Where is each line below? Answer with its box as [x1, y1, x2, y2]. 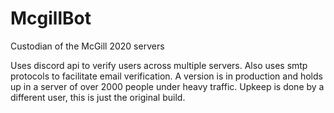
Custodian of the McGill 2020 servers [10, 40, 165, 52]
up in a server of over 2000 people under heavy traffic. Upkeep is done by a [10, 80, 325, 92]
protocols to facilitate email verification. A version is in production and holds [10, 70, 323, 82]
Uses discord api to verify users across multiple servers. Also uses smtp [10, 59, 308, 71]
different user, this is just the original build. [10, 91, 186, 103]
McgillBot [10, 7, 92, 30]
